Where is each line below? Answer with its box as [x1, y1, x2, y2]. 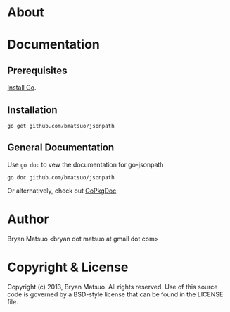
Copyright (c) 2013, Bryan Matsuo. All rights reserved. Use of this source [7, 282, 218, 291]
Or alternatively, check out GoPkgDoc [7, 186, 117, 195]
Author [7, 211, 49, 227]
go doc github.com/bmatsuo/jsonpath [7, 174, 115, 181]
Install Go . [7, 83, 37, 92]
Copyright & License [7, 259, 129, 275]
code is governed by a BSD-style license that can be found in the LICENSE [7, 290, 224, 299]
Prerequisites [7, 64, 68, 76]
